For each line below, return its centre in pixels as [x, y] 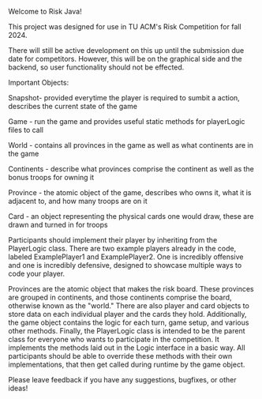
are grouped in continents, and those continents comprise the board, [120, 297]
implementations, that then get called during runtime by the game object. [127, 364]
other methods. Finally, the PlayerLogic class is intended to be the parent [127, 331]
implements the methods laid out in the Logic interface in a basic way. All [127, 348]
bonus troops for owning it [51, 177]
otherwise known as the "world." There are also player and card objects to [129, 306]
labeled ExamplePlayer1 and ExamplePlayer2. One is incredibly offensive [126, 257]
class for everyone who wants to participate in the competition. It [114, 339]
